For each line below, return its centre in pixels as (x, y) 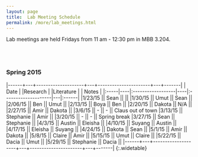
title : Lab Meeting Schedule (43, 17)
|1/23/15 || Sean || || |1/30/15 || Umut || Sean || (137, 97)
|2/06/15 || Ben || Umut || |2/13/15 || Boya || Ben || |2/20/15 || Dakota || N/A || (99, 104)
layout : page (22, 12)
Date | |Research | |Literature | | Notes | (54, 91)
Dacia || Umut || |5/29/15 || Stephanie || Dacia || (64, 142)
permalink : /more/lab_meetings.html (51, 22)
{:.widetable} (131, 148)
